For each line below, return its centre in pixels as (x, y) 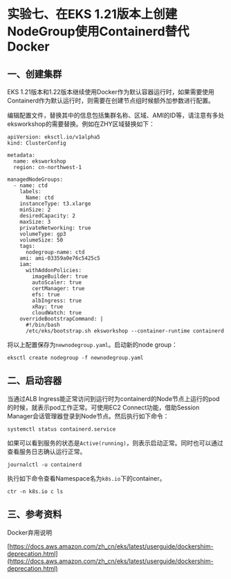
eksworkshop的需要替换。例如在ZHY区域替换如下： (81, 124)
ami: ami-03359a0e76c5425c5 (60, 258)
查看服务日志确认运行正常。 (47, 452)
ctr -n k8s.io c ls (35, 491)
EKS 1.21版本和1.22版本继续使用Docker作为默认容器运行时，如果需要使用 (111, 92)
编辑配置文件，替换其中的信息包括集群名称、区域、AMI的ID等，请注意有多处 (116, 115)
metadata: (21, 155)
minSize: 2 (35, 210)
